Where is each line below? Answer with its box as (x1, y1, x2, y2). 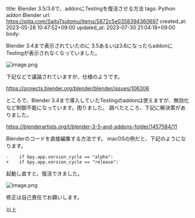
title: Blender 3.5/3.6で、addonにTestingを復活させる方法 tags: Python (6, 5, 176, 12)
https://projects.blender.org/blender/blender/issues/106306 (6, 85, 149, 92)
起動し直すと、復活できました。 (6, 170, 83, 177)
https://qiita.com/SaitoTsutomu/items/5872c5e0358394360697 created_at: (6, 18, 187, 24)
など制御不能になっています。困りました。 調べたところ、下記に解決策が (6, 104, 181, 111)
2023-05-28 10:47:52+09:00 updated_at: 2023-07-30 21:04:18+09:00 (6, 24, 176, 31)
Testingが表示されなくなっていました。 (6, 50, 100, 57)
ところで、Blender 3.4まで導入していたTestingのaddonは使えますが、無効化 (6, 97, 190, 104)
